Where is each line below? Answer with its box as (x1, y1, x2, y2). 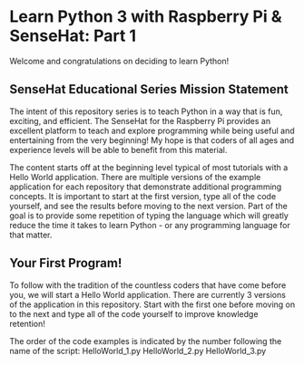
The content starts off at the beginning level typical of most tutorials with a (9, 161, 289, 173)
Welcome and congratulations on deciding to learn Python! (9, 55, 230, 66)
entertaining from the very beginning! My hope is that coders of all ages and (9, 134, 295, 146)
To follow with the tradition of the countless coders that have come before (9, 279, 287, 291)
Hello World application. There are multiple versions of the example (9, 171, 261, 182)
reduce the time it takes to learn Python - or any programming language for (9, 219, 290, 230)
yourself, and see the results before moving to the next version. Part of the (9, 200, 288, 211)
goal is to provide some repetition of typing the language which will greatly (9, 210, 289, 221)
